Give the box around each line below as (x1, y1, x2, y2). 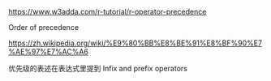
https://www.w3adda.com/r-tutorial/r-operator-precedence (8, 7, 207, 16)
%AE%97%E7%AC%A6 (8, 47, 89, 56)
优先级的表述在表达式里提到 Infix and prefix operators (8, 64, 188, 73)
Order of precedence (8, 23, 80, 32)
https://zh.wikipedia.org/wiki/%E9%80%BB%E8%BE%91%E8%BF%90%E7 (8, 38, 262, 48)
